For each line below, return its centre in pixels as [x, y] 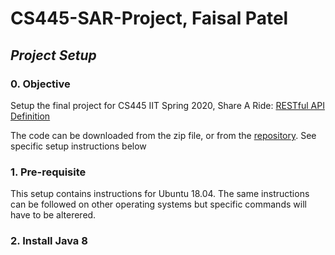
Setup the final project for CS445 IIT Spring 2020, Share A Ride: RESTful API [167, 105]
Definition [30, 116]
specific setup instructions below [78, 146]
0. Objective [40, 84]
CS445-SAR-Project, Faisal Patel [149, 18]
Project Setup [53, 55]
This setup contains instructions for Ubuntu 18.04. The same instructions [160, 194]
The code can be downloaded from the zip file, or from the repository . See [163, 135]
